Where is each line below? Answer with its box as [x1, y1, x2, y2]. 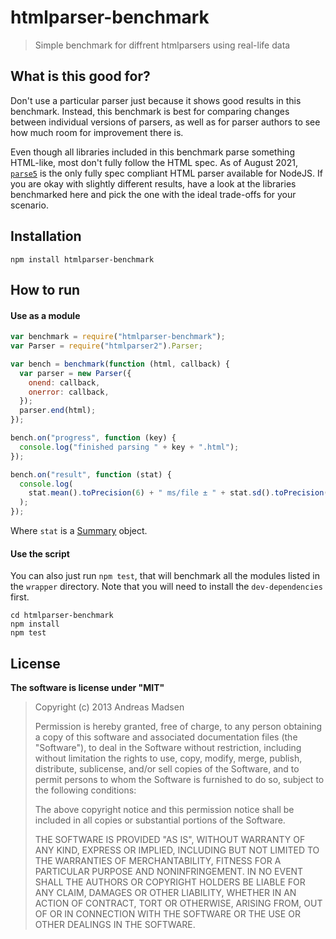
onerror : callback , [28, 387, 110, 397]
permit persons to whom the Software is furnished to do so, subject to [34, 774, 325, 786]
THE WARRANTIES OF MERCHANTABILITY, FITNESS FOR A [34, 855, 282, 867]
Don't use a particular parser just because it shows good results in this [10, 94, 302, 106]
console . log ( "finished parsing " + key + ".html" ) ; [19, 442, 240, 452]
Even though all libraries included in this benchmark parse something [10, 146, 295, 158]
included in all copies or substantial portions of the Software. [34, 814, 286, 826]
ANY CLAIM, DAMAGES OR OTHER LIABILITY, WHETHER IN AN [34, 887, 297, 899]
